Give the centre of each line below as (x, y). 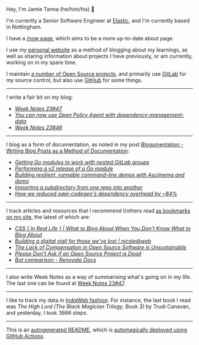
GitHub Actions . (25, 336)
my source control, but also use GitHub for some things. (74, 80)
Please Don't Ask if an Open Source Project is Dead (78, 254)
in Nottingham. (24, 27)
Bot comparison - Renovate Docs (55, 260)
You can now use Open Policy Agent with (65, 115)
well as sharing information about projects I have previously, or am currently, (99, 56)
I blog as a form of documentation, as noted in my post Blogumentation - (95, 144)
